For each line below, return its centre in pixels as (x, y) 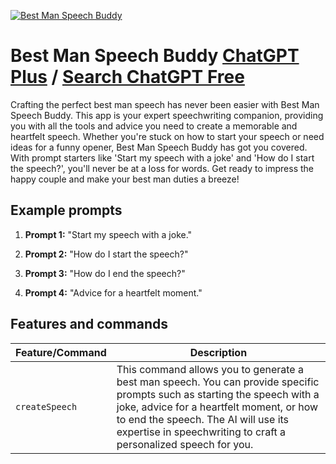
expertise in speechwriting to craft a (201, 432)
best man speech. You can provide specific (218, 382)
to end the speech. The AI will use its (203, 419)
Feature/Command (61, 352)
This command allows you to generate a (210, 369)
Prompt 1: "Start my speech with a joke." (108, 234)
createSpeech (46, 406)
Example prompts (66, 210)
